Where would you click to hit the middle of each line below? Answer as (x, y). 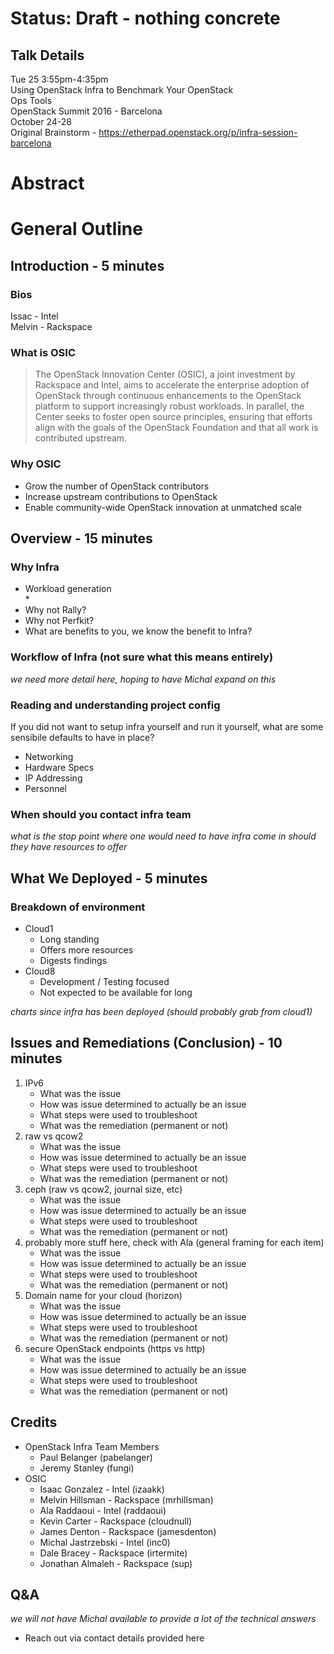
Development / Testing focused (104, 981)
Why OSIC (36, 464)
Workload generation (68, 589)
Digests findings (73, 960)
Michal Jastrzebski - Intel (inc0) (105, 1542)
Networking (49, 756)
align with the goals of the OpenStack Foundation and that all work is (176, 428)
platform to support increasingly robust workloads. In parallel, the (169, 406)
